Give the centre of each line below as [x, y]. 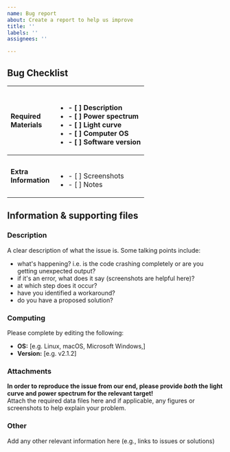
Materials [26, 124]
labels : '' [23, 33]
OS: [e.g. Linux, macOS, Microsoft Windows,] [81, 346]
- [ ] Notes [85, 184]
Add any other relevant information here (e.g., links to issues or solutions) [111, 441]
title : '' [21, 26]
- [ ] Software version [104, 142]
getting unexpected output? [56, 271]
